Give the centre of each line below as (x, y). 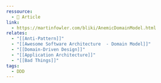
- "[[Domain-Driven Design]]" (48, 50)
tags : (13, 66)
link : (13, 22)
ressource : (19, 11)
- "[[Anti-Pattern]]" (38, 39)
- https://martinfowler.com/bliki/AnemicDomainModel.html (84, 28)
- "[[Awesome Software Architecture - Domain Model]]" (81, 44)
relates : (17, 33)
